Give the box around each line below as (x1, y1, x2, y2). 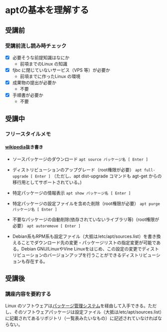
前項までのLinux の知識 (19, 60, 68, 66)
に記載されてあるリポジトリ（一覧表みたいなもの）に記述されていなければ (5, 315, 158, 321)
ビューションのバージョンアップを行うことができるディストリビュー (16, 252, 156, 258)
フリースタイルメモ (5, 130, 51, 137)
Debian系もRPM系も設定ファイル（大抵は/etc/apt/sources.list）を (12, 233, 148, 239)
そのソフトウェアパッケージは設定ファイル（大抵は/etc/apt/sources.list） (13, 309, 162, 315)
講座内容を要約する (5, 290, 51, 297)
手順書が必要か (12, 92, 43, 98)
